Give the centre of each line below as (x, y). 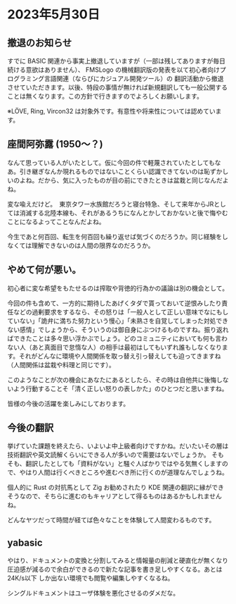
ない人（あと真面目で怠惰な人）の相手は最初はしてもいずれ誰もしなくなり (115, 347)
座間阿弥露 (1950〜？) (55, 144)
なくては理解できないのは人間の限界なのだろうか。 (81, 245)
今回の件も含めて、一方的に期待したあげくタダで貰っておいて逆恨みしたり (114, 303)
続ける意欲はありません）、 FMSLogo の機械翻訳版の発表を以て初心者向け (113, 70)
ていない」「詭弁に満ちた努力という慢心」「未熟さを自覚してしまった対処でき (118, 321)
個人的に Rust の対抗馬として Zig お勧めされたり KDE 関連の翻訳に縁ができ (116, 488)
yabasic (25, 542)
